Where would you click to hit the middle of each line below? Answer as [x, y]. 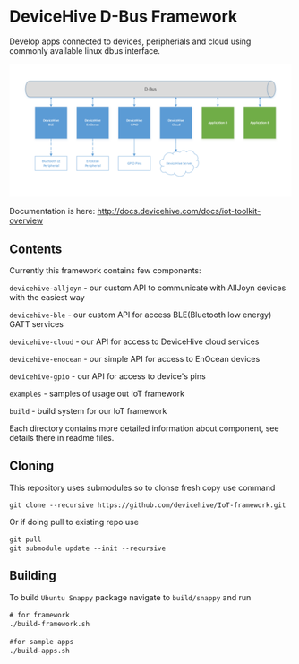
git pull [26, 539]
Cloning [32, 466]
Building [33, 576]
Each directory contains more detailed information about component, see [144, 428]
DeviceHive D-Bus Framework [124, 17]
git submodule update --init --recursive [88, 548]
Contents [36, 249]
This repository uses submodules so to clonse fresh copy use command [142, 487]
